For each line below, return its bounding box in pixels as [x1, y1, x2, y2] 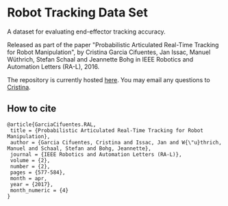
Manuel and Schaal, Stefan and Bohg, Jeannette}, [7, 145, 152, 152]
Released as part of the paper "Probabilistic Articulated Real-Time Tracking [7, 40, 219, 49]
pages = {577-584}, [10, 169, 66, 176]
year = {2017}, [10, 181, 53, 188]
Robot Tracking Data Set [7, 5, 149, 21]
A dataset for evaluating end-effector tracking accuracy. [7, 27, 166, 36]
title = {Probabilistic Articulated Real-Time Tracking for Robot [10, 127, 204, 134]
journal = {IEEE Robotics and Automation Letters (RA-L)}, [10, 151, 183, 158]
